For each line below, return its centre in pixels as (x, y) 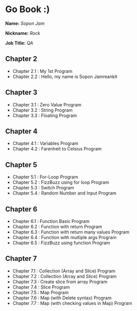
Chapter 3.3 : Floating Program (45, 115)
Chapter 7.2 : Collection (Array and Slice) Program (65, 276)
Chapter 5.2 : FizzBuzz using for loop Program (61, 182)
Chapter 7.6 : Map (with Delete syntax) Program (62, 298)
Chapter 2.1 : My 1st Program (42, 71)
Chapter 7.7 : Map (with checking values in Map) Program (72, 303)
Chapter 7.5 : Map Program (41, 292)
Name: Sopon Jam (25, 23)
